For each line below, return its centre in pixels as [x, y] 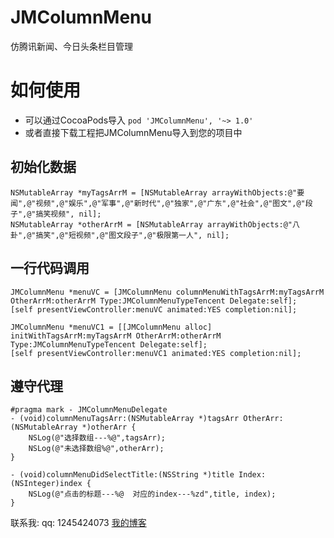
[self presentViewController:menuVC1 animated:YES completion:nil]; [156, 353]
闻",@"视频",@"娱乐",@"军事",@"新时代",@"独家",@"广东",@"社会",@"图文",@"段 [161, 203]
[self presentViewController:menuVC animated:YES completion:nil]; [154, 309]
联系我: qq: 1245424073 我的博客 [78, 523]
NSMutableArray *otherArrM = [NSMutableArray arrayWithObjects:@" [151, 224]
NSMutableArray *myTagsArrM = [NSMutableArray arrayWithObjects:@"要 [157, 192]
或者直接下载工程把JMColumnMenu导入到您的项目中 [133, 132]
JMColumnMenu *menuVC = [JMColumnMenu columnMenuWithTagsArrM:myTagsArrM [167, 292]
